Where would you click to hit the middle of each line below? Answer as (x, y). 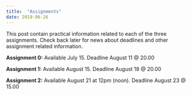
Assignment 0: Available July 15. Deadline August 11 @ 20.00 (80, 57)
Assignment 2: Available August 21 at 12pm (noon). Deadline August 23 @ (96, 80)
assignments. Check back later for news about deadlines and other (87, 40)
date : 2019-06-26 (27, 17)
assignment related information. (45, 46)
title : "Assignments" (34, 11)
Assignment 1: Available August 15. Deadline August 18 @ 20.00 (84, 69)
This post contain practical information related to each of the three (87, 33)
